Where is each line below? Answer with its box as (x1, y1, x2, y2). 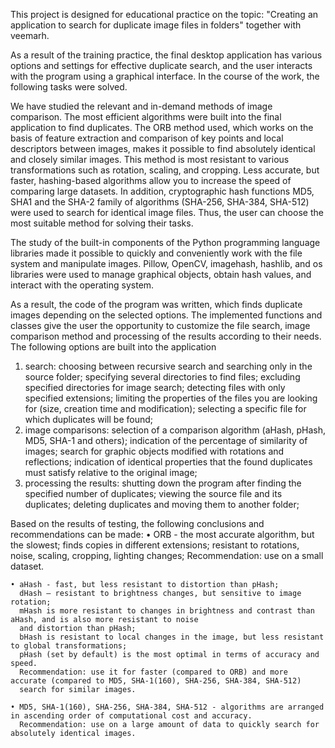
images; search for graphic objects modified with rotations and (24, 445, 285, 457)
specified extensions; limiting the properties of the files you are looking (24, 392, 318, 404)
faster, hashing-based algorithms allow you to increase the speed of (10, 175, 292, 186)
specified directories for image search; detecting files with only (24, 382, 286, 393)
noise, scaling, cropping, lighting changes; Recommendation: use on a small (10, 550, 324, 561)
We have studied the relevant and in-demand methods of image (10, 100, 273, 112)
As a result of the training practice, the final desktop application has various (10, 49, 323, 61)
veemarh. (10, 30, 50, 41)
